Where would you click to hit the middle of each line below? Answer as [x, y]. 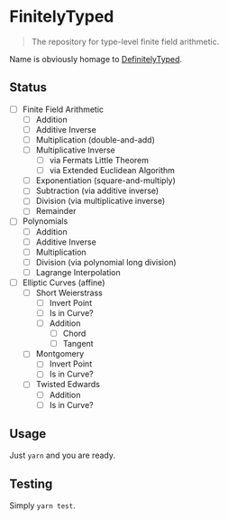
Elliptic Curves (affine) [64, 283]
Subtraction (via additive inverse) [97, 190]
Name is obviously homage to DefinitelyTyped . [96, 59]
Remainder [56, 211]
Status [28, 88]
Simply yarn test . [42, 506]
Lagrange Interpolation [78, 272]
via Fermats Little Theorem [99, 161]
